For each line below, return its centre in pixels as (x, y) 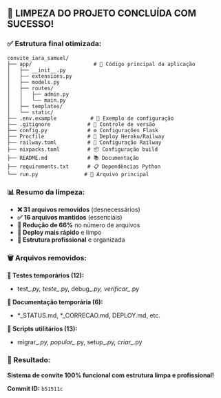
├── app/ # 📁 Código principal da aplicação (101, 64)
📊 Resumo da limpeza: (46, 192)
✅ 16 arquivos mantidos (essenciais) (70, 217)
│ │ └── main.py (37, 100)
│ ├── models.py (33, 82)
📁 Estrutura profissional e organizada (71, 240)
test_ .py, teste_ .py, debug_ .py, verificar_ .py (78, 289)
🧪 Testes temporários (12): (45, 275)
